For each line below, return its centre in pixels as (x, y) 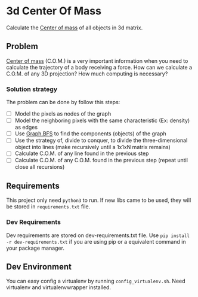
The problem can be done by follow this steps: (63, 102)
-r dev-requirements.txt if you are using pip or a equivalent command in (96, 241)
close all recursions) (40, 167)
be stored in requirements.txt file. (48, 207)
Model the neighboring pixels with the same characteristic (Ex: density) (102, 120)
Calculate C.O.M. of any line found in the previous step (82, 153)
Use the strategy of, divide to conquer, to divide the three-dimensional (101, 140)
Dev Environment (39, 267)
